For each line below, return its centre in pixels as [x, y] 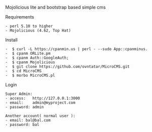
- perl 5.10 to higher [29, 26]
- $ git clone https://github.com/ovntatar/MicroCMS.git [67, 67]
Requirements [20, 17]
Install [11, 40]
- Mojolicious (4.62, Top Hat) [38, 31]
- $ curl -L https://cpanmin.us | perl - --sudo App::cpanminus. [77, 49]
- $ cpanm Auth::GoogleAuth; [37, 58]
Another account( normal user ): [40, 116]
